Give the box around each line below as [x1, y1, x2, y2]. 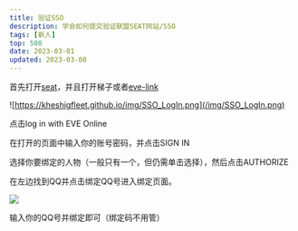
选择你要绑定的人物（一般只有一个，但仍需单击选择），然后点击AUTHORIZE [9, 157, 289, 168]
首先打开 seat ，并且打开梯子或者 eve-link [9, 82, 159, 91]
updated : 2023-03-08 [9, 55, 88, 64]
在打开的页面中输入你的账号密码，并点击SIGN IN [9, 138, 190, 148]
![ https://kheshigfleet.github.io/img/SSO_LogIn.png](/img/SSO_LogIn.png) [9, 100, 285, 110]
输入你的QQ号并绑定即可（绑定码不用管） [9, 212, 165, 223]
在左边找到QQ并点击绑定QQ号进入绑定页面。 [9, 176, 177, 187]
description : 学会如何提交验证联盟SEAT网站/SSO [9, 22, 177, 31]
